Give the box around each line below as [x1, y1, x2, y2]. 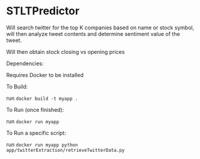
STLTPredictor [6, 4, 80, 18]
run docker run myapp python [6, 140, 78, 148]
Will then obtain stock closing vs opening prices [6, 48, 125, 55]
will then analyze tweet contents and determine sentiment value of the [6, 30, 180, 37]
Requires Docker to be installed [6, 71, 84, 78]
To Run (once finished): [6, 106, 64, 113]
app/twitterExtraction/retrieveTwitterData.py [6, 147, 125, 153]
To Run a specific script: [6, 129, 66, 136]
